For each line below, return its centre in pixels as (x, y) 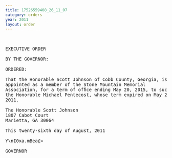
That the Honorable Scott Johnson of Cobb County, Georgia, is (86, 80)
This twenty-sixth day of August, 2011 (55, 131)
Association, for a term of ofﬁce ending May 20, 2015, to (81, 90)
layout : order (20, 24)
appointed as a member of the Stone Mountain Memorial (76, 85)
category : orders (24, 15)
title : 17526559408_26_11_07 (36, 10)
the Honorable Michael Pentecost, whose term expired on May (84, 95)
